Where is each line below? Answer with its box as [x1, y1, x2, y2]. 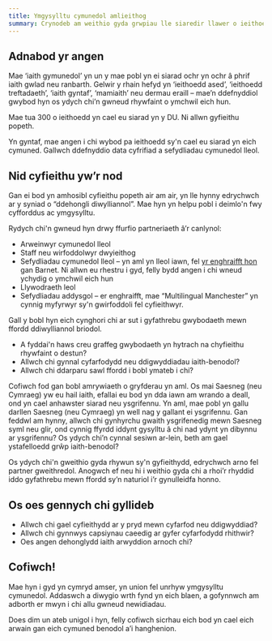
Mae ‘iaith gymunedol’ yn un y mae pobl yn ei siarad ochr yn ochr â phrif [8, 71, 250, 81]
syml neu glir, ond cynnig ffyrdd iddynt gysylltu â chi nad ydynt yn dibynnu [8, 424, 257, 434]
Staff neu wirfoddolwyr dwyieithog [19, 248, 136, 258]
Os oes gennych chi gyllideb [8, 498, 155, 512]
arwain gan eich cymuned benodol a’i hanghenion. [8, 623, 176, 633]
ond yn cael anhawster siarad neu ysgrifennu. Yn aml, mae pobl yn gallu [8, 398, 249, 408]
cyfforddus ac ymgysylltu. [8, 208, 96, 217]
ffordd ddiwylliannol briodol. [8, 324, 103, 333]
